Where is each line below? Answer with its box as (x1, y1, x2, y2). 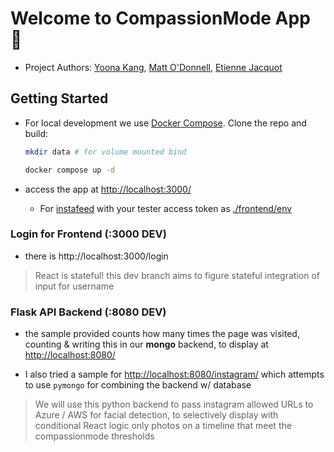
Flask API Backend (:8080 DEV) (10, 305, 167, 319)
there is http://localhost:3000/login (24, 250, 169, 262)
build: (24, 127, 49, 139)
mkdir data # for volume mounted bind (24, 147, 187, 157)
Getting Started (10, 90, 109, 107)
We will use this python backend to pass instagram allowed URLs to (34, 398, 314, 411)
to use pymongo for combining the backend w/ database (24, 379, 252, 391)
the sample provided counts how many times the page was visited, (24, 328, 300, 340)
